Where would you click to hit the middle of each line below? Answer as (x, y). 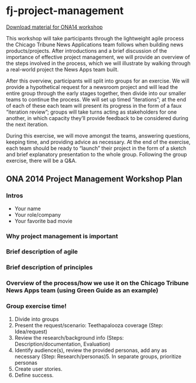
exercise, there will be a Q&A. (42, 160)
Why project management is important (62, 236)
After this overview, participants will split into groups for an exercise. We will (98, 81)
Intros (15, 196)
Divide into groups (37, 319)
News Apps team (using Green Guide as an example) (82, 290)
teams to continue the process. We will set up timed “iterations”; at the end (96, 99)
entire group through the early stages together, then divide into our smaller (96, 93)
